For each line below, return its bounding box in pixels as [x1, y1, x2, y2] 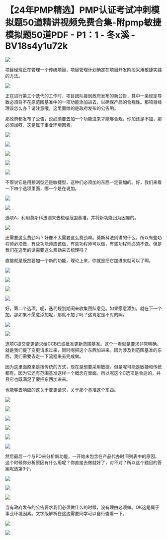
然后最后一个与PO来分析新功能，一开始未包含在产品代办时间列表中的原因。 [5, 453, 160, 459]
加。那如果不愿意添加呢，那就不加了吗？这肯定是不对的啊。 [5, 311, 127, 317]
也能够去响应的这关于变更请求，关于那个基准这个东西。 [5, 386, 118, 393]
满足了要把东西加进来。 [22, 376, 71, 382]
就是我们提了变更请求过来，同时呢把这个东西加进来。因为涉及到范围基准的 [5, 347, 158, 353]
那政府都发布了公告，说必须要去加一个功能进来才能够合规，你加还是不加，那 [5, 115, 162, 122]
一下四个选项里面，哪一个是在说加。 [5, 185, 80, 191]
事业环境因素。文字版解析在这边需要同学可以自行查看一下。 [5, 510, 127, 516]
